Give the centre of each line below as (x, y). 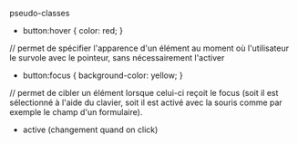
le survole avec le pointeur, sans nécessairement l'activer (117, 58)
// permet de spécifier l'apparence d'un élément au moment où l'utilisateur (149, 48)
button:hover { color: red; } (72, 30)
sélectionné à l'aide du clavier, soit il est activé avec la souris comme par (146, 102)
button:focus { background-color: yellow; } (103, 75)
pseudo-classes (40, 13)
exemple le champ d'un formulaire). (76, 112)
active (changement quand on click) (90, 130)
